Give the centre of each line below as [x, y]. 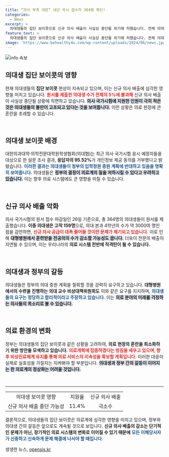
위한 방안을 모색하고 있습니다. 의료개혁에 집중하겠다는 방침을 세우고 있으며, [83, 350]
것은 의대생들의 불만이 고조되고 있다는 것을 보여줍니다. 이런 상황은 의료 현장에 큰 [83, 107]
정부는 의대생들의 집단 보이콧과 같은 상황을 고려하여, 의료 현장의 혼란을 [74, 344]
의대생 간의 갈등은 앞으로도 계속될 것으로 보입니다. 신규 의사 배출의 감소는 [77, 426]
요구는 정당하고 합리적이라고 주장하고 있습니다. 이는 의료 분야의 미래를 [82, 297]
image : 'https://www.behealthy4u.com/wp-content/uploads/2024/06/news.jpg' [86, 43]
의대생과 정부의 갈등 [34, 272]
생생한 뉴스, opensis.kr [28, 449]
